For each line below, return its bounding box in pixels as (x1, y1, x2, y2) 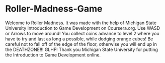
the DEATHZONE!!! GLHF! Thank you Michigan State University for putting (5, 46, 158, 52)
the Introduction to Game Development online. (5, 51, 101, 58)
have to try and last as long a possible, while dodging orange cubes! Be (5, 36, 153, 42)
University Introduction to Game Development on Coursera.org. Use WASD (5, 25, 160, 31)
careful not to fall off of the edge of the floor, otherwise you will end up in (5, 41, 157, 47)
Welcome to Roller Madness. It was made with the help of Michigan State (5, 20, 157, 26)
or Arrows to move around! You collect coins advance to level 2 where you (5, 30, 159, 36)
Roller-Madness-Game (5, 3, 103, 15)
